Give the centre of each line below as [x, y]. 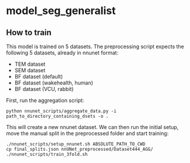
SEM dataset [30, 70]
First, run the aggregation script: [45, 100]
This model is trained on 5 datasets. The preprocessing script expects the [95, 46]
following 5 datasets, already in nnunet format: [62, 53]
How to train [29, 33]
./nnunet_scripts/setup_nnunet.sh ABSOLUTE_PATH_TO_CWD [76, 144]
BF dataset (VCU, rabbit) [44, 89]
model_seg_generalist [61, 11]
